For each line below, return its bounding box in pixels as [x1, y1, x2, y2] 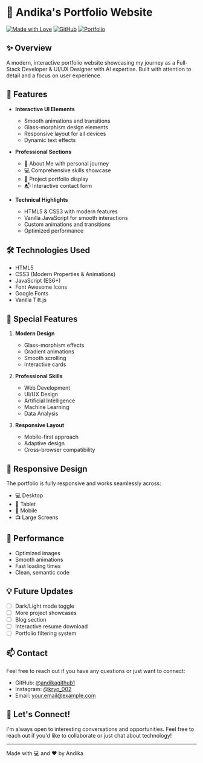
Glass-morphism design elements [24, 123, 109, 130]
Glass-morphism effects [24, 341, 85, 349]
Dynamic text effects [24, 136, 76, 144]
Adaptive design [24, 440, 65, 447]
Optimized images [14, 549, 60, 556]
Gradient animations [24, 348, 74, 355]
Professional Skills [14, 373, 63, 380]
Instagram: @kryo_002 [14, 685, 72, 692]
